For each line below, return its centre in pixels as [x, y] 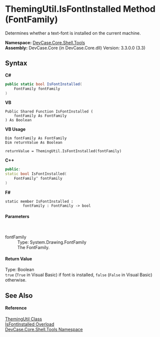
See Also [19, 295]
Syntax [16, 63]
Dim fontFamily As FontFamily [36, 139]
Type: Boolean [20, 270]
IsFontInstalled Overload [30, 324]
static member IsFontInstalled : [39, 201]
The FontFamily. [34, 248]
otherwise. [16, 280]
